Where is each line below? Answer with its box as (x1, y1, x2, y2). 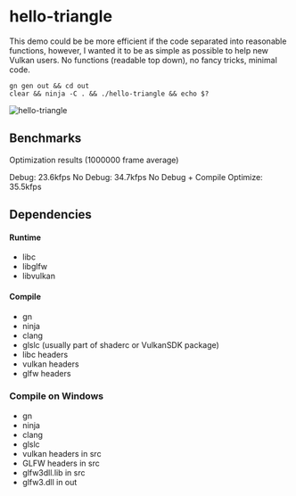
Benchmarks (9, 131, 82, 146)
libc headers (21, 349, 69, 360)
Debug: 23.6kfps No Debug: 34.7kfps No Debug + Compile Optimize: (9, 171, 263, 182)
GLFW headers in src (21, 458, 100, 468)
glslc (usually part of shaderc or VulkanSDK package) (21, 339, 220, 350)
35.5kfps (9, 181, 42, 192)
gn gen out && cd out (9, 81, 90, 90)
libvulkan (21, 270, 56, 282)
